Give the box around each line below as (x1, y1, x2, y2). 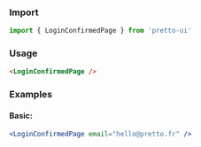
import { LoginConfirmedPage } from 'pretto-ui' (9, 27, 192, 35)
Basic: (9, 110, 33, 120)
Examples (9, 89, 53, 101)
